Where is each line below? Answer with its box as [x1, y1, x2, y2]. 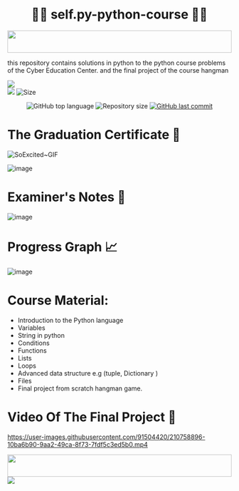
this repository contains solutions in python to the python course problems [7, 58, 226, 67]
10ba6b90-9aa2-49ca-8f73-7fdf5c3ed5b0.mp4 [7, 440, 148, 448]
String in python [17, 331, 65, 339]
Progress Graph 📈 [7, 239, 118, 255]
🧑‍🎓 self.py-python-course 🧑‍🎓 [31, 6, 208, 23]
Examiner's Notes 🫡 [7, 189, 126, 205]
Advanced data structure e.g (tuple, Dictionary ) [17, 368, 159, 377]
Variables [17, 324, 46, 332]
